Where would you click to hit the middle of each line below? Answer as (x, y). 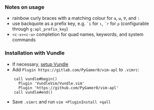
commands (24, 40)
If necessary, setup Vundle (40, 64)
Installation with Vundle (35, 53)
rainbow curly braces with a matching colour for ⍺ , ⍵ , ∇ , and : (76, 18)
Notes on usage (25, 7)
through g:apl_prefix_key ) (40, 29)
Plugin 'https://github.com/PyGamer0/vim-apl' (68, 88)
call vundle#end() (33, 92)
